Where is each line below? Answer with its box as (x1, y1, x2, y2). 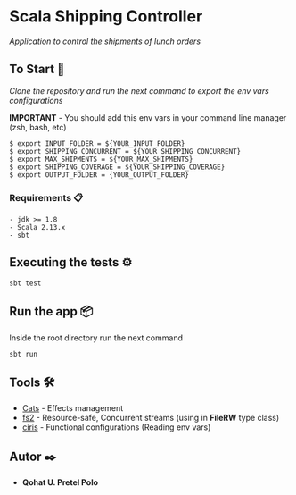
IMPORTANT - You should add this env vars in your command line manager (9, 112, 287, 122)
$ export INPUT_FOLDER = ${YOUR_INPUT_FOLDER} (9, 138, 185, 148)
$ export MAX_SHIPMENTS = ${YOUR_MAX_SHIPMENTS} (9, 155, 193, 164)
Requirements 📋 (9, 191, 84, 204)
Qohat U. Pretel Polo (21, 477, 99, 488)
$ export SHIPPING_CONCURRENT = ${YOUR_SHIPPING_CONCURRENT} (9, 147, 242, 155)
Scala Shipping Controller (9, 6, 203, 27)
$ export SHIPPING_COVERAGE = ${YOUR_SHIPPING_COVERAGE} (9, 163, 226, 172)
